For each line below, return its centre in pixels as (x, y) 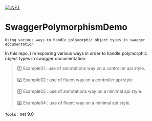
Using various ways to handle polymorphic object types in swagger (75, 40)
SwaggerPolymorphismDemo (66, 27)
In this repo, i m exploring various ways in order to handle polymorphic (76, 53)
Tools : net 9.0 (20, 114)
